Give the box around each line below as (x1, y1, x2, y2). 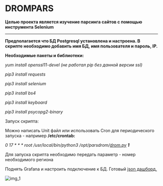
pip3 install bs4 (5, 90, 36, 96)
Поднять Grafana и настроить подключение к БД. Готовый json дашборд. (5, 166, 157, 172)
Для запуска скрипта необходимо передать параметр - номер (5, 151, 136, 157)
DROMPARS (5, 3, 54, 14)
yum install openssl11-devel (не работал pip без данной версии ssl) (5, 62, 143, 68)
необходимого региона (5, 156, 53, 162)
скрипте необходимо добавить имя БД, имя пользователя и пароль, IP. (5, 43, 158, 49)
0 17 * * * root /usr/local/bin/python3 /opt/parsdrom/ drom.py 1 (5, 142, 130, 148)
